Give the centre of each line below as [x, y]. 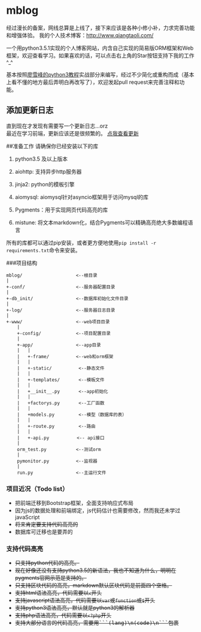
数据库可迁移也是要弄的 [44, 532]
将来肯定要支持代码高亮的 [46, 524]
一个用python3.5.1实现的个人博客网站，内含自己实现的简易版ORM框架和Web [100, 48]
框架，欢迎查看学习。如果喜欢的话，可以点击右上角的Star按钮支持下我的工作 [100, 55]
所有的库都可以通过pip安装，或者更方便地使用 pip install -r [81, 243]
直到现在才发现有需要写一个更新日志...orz [57, 126]
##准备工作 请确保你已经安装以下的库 [52, 146]
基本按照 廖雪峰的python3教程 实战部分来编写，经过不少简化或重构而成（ [95, 74]
